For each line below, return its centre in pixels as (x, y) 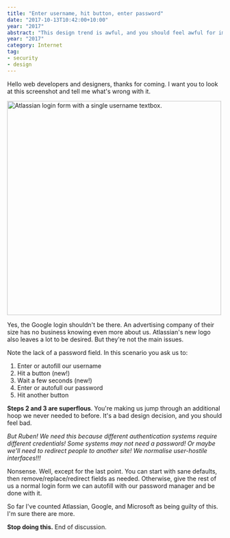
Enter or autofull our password (60, 387)
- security (23, 58)
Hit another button (43, 395)
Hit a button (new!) (43, 373)
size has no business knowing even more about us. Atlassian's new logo (109, 332)
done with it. (25, 493)
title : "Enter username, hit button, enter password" (86, 13)
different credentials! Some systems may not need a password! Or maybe (111, 443)
